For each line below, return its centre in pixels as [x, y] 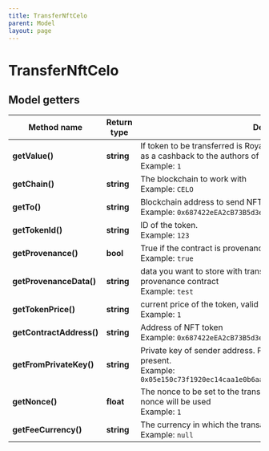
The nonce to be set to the [190, 392]
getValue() [33, 156]
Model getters [44, 100]
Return [119, 123]
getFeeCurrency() [47, 430]
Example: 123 [165, 235]
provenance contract [179, 282]
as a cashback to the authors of [199, 156]
